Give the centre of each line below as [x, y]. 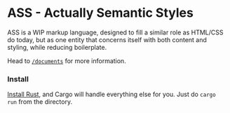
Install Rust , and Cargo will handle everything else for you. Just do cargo [111, 94]
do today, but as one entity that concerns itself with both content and [107, 39]
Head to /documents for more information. [67, 60]
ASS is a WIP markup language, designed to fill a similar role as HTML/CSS [115, 32]
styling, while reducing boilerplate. [57, 47]
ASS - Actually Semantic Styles [101, 13]
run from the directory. [40, 102]
